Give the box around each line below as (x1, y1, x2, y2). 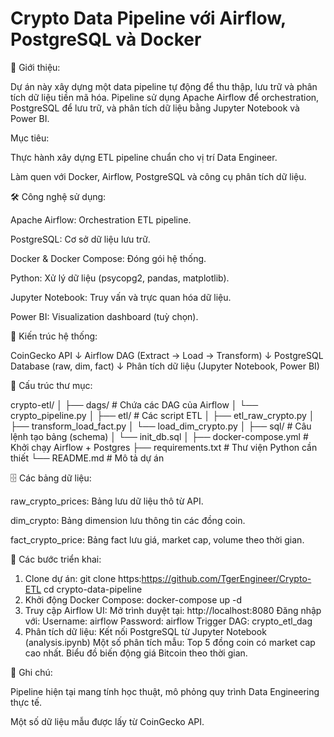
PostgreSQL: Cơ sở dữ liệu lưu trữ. (10, 233, 151, 245)
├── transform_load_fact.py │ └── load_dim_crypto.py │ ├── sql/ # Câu (10, 420, 312, 432)
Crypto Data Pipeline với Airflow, (10, 7, 287, 30)
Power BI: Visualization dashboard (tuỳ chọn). (10, 310, 199, 322)
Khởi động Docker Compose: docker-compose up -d (24, 593, 243, 606)
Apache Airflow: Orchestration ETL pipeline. (10, 213, 192, 226)
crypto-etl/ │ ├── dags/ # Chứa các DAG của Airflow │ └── (10, 398, 259, 411)
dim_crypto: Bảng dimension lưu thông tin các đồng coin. (10, 514, 246, 526)
